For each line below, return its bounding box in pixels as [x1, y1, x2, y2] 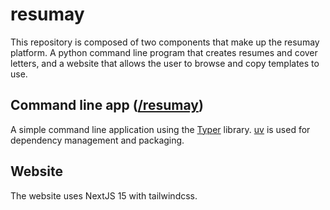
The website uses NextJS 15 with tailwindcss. [10, 189, 198, 202]
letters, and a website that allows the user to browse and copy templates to [10, 57, 320, 69]
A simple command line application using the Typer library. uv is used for [10, 123, 311, 135]
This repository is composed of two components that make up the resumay [10, 36, 320, 48]
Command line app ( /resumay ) [10, 97, 204, 114]
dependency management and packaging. [10, 134, 185, 146]
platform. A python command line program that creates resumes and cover [10, 46, 318, 58]
